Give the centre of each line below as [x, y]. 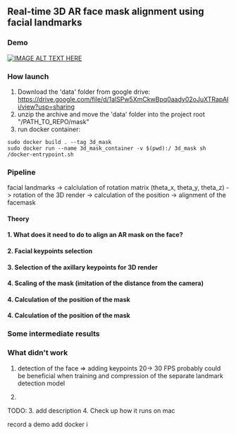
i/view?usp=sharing [46, 107]
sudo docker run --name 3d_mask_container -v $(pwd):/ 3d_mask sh [107, 148]
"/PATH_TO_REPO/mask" [53, 121]
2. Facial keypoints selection [50, 251]
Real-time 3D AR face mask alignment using [106, 12]
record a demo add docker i [48, 424]
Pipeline [21, 172]
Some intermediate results [54, 334]
